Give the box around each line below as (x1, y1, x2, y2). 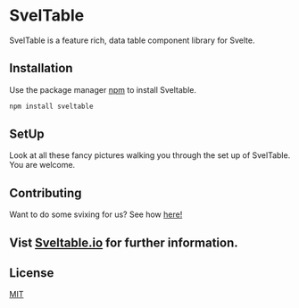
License (9, 265, 54, 281)
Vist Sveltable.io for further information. (9, 235, 238, 250)
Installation (9, 61, 73, 76)
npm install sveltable (9, 102, 94, 111)
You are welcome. (9, 160, 76, 171)
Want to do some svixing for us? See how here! (9, 209, 183, 220)
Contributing (9, 185, 82, 201)
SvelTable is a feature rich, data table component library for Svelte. (9, 35, 255, 46)
